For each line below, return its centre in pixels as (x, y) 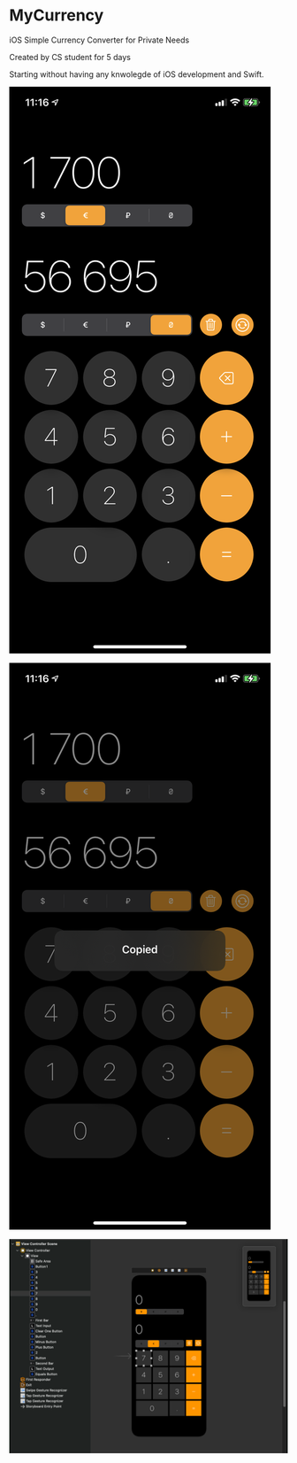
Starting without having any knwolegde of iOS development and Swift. (137, 74)
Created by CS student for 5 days (70, 57)
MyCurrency (57, 15)
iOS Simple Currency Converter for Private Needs (99, 40)
